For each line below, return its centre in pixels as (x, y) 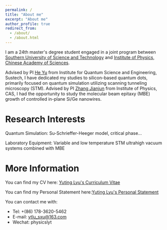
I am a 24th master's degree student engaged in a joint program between (80, 52)
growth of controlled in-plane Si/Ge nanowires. (53, 99)
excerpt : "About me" (27, 19)
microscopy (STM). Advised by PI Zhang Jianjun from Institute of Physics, (81, 88)
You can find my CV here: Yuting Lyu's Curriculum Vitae (63, 182)
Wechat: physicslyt (32, 222)
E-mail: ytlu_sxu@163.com (39, 216)
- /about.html (24, 38)
